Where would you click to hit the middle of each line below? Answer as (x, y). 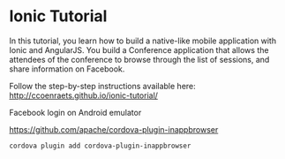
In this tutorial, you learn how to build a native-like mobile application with (142, 41)
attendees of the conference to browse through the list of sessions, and (139, 59)
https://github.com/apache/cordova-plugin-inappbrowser (114, 129)
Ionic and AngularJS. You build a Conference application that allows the (139, 49)
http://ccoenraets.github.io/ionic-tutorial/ (84, 95)
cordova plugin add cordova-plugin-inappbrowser (100, 146)
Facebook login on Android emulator (75, 112)
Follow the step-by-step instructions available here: (102, 86)
